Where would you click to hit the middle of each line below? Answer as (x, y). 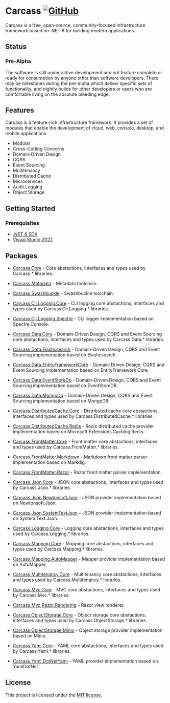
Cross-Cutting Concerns (39, 149)
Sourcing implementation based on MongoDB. (61, 401)
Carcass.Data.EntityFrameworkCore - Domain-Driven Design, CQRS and (89, 365)
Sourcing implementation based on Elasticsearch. (65, 355)
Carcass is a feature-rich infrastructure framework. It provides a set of (79, 122)
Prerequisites (22, 223)
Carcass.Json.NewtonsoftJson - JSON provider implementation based (87, 497)
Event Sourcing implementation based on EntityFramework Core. (81, 370)
